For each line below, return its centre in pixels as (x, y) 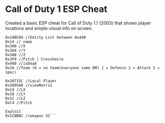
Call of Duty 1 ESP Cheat (56, 9)
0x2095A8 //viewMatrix (29, 85)
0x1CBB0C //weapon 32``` (31, 116)
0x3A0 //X (15, 46)
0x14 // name (19, 42)
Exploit (13, 111)
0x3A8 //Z (15, 55)
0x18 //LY (15, 94)
